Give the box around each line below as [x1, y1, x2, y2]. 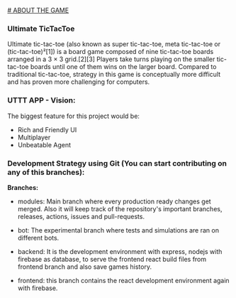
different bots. [17, 233, 60, 242]
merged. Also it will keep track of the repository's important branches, [17, 204, 223, 213]
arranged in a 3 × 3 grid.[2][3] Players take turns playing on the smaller [7, 55, 215, 63]
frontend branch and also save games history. [17, 262, 152, 271]
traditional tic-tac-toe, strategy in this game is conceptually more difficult [7, 70, 221, 79]
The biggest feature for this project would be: [7, 112, 140, 120]
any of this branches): [7, 167, 85, 177]
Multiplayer [17, 133, 51, 142]
